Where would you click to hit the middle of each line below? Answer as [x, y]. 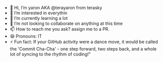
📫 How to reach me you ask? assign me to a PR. [60, 29]
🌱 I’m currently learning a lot [39, 18]
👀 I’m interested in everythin [39, 13]
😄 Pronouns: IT [26, 36]
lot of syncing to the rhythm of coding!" [50, 54]
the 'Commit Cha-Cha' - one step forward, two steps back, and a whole [83, 49]
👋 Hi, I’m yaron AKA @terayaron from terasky [56, 8]
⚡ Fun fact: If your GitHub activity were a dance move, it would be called [84, 42]
